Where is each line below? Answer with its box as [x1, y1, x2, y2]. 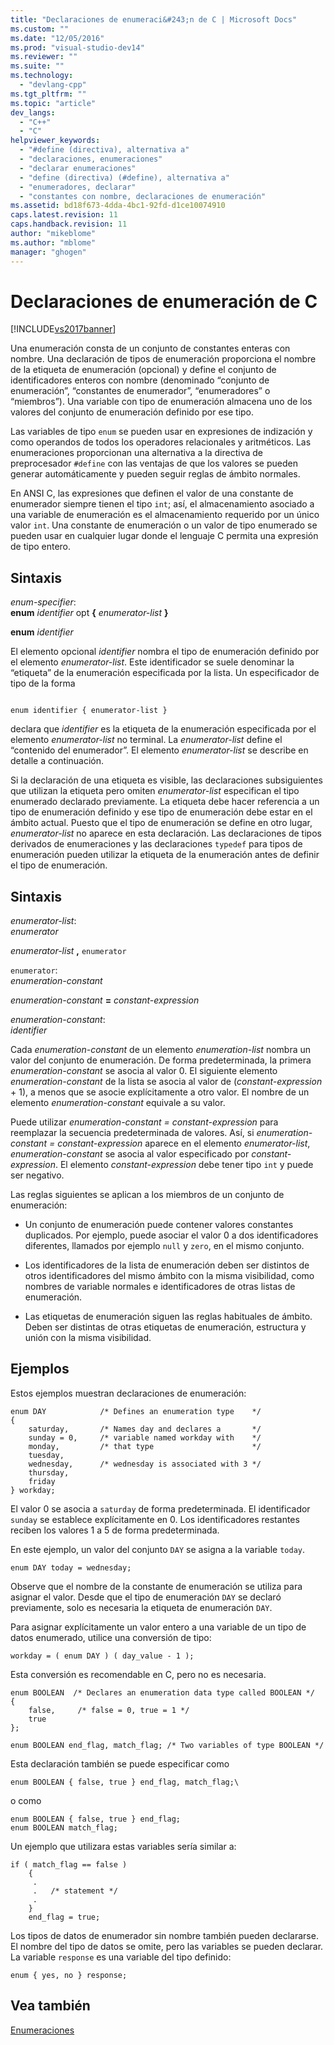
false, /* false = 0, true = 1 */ [28, 1705, 190, 1715]
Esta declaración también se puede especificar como [10, 1757, 230, 1770]
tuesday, [28, 1450, 65, 1460]
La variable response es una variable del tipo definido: [10, 1951, 232, 1963]
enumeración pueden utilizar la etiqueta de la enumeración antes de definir [10, 849, 320, 861]
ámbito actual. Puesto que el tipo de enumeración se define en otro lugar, [10, 817, 313, 829]
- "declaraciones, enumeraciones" [19, 154, 163, 164]
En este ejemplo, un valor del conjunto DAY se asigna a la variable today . [10, 1543, 306, 1555]
